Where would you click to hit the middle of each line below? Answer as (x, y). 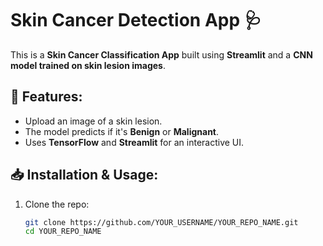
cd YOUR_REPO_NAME (63, 232)
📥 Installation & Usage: (84, 175)
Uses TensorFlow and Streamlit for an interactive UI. (134, 142)
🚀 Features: (46, 97)
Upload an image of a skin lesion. (93, 121)
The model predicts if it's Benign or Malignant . (122, 131)
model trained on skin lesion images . (88, 65)
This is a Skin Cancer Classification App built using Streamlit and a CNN (161, 54)
